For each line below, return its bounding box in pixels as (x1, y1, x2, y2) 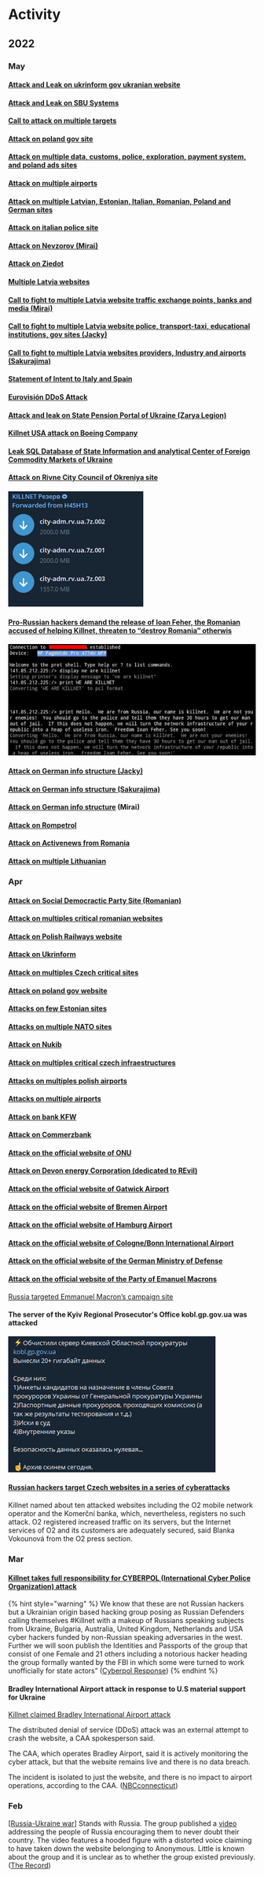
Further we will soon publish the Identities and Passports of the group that (8, 1641, 248, 1651)
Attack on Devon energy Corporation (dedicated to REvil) (8, 1166, 198, 1175)
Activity (8, 6, 61, 24)
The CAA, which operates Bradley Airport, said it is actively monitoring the (8, 1749, 249, 1759)
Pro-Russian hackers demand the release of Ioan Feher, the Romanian (8, 617, 241, 627)
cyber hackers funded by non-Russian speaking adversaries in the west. (8, 1633, 243, 1642)
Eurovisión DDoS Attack (8, 393, 88, 401)
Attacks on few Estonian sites (8, 1004, 108, 1014)
